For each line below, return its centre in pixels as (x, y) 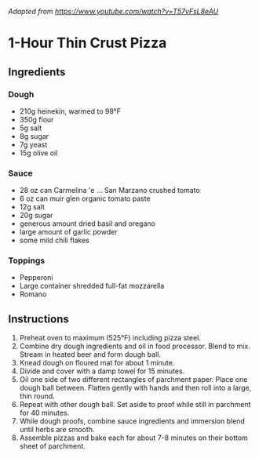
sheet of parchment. (53, 446)
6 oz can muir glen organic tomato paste (85, 198)
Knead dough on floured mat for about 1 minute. (97, 363)
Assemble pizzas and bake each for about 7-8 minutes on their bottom (134, 438)
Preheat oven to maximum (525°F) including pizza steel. (110, 338)
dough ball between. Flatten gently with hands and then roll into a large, (135, 388)
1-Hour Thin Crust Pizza (88, 43)
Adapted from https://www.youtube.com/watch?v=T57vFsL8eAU (113, 11)
